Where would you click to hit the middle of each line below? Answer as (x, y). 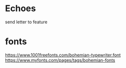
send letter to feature (26, 22)
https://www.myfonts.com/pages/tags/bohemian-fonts (60, 60)
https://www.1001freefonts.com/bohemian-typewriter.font (63, 55)
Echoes (21, 8)
